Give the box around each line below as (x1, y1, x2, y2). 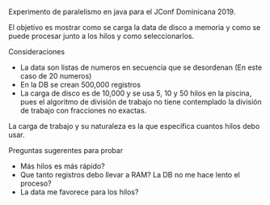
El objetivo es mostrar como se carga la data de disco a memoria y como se (8, 23, 261, 32)
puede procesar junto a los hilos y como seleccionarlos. (8, 32, 195, 41)
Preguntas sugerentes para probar (8, 146, 124, 155)
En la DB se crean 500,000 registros (19, 80, 141, 89)
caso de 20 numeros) (19, 71, 92, 80)
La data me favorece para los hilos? (19, 187, 139, 197)
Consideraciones (8, 47, 65, 56)
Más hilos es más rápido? (19, 161, 105, 171)
